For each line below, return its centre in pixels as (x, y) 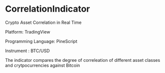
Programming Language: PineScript (41, 41)
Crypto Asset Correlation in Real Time (43, 22)
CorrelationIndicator (48, 9)
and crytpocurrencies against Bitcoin (43, 65)
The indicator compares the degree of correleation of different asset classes (83, 60)
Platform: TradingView (28, 32)
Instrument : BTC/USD (28, 51)
